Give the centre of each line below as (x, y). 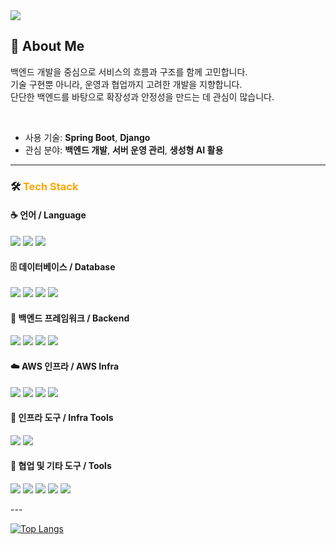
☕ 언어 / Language (48, 215)
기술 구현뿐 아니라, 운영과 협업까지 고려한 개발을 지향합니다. (126, 84)
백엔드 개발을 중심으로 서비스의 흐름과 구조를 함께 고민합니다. (129, 71)
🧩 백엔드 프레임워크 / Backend (70, 318)
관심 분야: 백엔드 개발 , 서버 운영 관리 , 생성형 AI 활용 (124, 150)
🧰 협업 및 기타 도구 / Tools (61, 466)
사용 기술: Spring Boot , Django (87, 137)
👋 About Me (47, 46)
